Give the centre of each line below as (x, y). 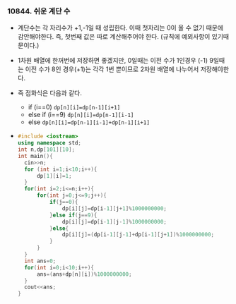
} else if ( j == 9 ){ (73, 215)
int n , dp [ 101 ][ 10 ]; (46, 150)
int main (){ (35, 156)
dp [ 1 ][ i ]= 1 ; (54, 176)
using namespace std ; (49, 143)
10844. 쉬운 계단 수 (39, 11)
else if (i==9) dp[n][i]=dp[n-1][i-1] (81, 115)
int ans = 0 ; (40, 261)
